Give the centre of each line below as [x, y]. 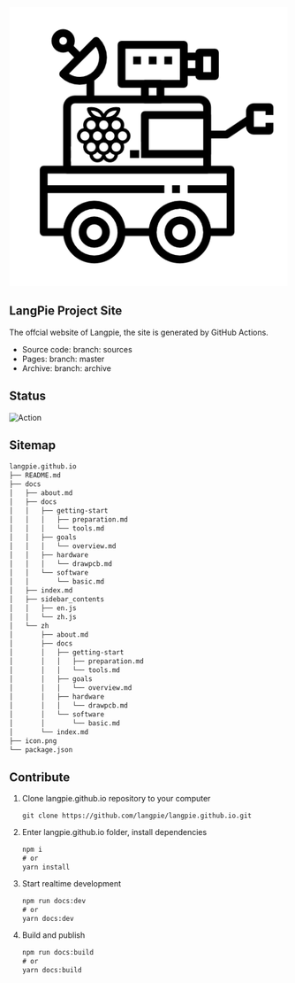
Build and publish [53, 935]
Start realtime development [72, 884]
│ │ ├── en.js [43, 608]
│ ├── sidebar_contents [57, 600]
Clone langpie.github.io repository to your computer [116, 799]
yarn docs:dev [48, 919]
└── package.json [41, 750]
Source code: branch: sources [77, 349]
